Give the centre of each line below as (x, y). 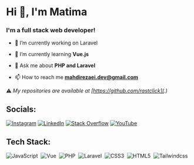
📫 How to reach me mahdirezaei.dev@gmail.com (76, 77)
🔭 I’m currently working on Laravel (56, 43)
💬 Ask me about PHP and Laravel (55, 66)
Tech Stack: (29, 142)
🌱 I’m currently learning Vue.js (52, 54)
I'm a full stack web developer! (51, 30)
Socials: (21, 109)
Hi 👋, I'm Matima (47, 12)
